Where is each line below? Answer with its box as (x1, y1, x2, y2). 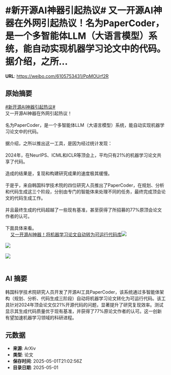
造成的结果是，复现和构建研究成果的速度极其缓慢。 (5, 170, 112, 177)
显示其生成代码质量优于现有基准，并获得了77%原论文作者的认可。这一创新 (5, 308, 162, 314)
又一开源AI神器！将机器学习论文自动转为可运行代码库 (10, 231, 122, 237)
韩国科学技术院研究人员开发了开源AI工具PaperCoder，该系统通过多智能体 (5, 289, 160, 295)
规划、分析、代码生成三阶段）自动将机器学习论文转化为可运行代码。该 (14, 295, 161, 301)
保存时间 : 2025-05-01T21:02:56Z (12, 358, 82, 364)
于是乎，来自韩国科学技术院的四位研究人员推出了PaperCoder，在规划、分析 (5, 182, 164, 188)
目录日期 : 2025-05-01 (12, 364, 59, 371)
